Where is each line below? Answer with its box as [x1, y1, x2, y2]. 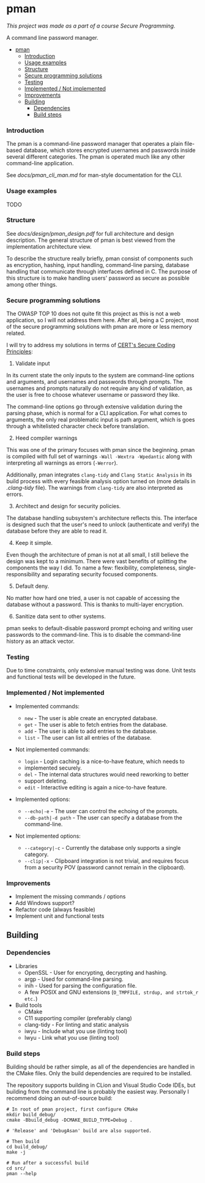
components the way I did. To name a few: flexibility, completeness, [6, 564, 177, 571]
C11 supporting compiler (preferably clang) [24, 1014, 132, 1021]
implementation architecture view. [6, 242, 92, 250]
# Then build [6, 1138, 40, 1144]
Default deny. [15, 582, 50, 590]
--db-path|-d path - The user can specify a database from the [24, 814, 182, 821]
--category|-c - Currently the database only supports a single [24, 844, 181, 851]
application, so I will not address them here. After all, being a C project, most [6, 317, 199, 324]
